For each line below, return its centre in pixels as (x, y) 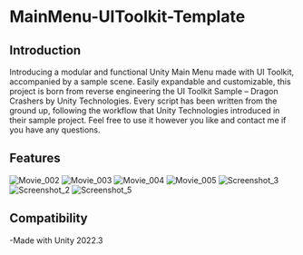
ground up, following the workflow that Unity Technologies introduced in (145, 110)
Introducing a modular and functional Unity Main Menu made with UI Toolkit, (152, 72)
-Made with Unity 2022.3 (56, 240)
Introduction (45, 50)
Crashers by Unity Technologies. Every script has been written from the (143, 101)
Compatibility (49, 218)
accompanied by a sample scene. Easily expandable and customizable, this (151, 82)
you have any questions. (55, 130)
